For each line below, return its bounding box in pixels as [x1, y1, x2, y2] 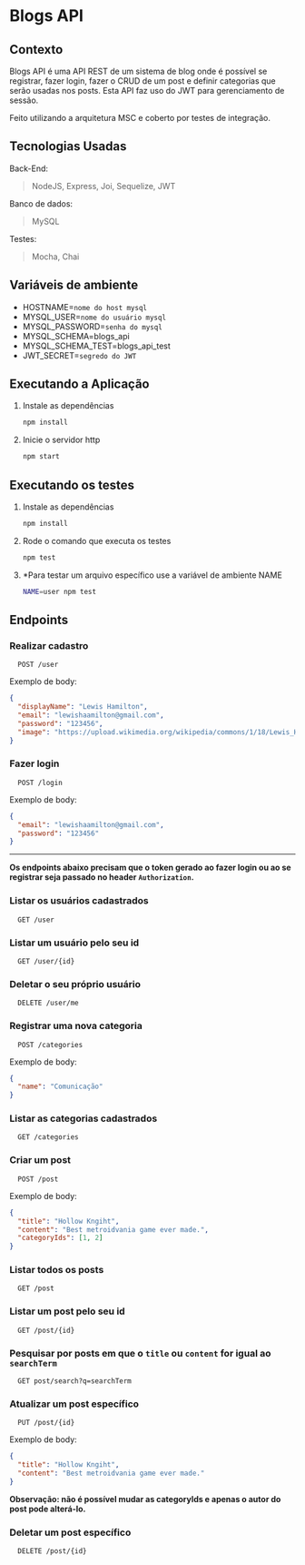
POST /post [17, 1175, 59, 1184]
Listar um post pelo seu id [9, 1305, 125, 1318]
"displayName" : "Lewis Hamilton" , [17, 702, 148, 712]
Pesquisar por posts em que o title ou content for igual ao [9, 1347, 271, 1359]
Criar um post [9, 1154, 71, 1166]
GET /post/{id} [17, 1326, 75, 1335]
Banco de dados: [9, 197, 74, 209]
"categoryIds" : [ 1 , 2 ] [17, 1234, 103, 1243]
